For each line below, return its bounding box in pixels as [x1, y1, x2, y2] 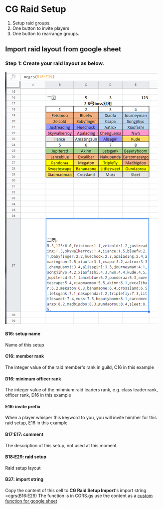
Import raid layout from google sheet [5, 45, 121, 53]
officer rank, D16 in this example [5, 392, 71, 398]
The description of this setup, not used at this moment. [5, 442, 118, 448]
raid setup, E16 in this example [5, 420, 68, 426]
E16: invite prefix [5, 403, 41, 409]
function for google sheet [5, 498, 57, 504]
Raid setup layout [5, 465, 41, 471]
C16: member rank [5, 353, 44, 359]
